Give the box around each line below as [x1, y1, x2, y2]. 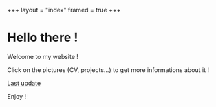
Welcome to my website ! [7, 52, 79, 60]
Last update [7, 79, 41, 87]
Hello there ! [7, 30, 78, 45]
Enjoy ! [7, 92, 27, 100]
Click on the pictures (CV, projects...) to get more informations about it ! [7, 65, 210, 74]
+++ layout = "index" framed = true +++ [7, 6, 121, 14]
